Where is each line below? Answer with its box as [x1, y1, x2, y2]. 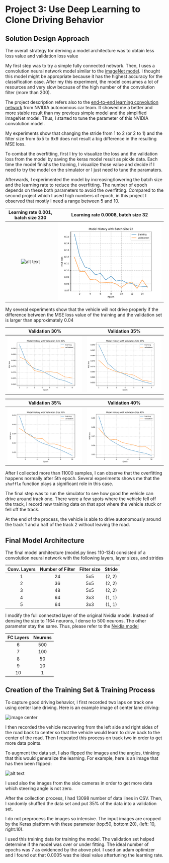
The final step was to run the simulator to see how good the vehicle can [5, 491, 153, 497]
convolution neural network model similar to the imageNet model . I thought [5, 68, 160, 74]
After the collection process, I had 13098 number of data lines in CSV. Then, [5, 795, 162, 801]
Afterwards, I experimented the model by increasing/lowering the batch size [5, 177, 162, 182]
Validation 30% [28, 328, 62, 334]
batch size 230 [14, 214, 47, 220]
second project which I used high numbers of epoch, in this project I [5, 193, 147, 198]
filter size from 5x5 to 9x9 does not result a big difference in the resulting [5, 136, 157, 141]
